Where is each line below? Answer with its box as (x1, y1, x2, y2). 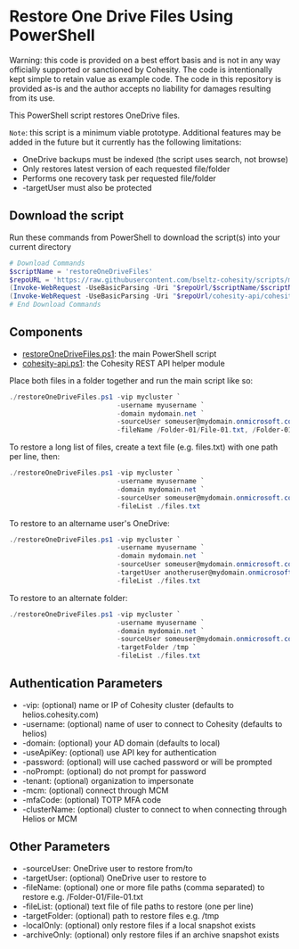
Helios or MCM (21, 813, 77, 824)
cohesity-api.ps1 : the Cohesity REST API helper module (21, 358, 225, 368)
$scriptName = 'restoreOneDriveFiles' (9, 267, 153, 276)
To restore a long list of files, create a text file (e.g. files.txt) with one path (9, 441, 279, 452)
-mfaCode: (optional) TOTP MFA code (21, 794, 162, 805)
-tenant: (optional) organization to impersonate (21, 775, 194, 786)
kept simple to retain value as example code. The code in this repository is (9, 73, 282, 84)
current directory (9, 241, 72, 252)
